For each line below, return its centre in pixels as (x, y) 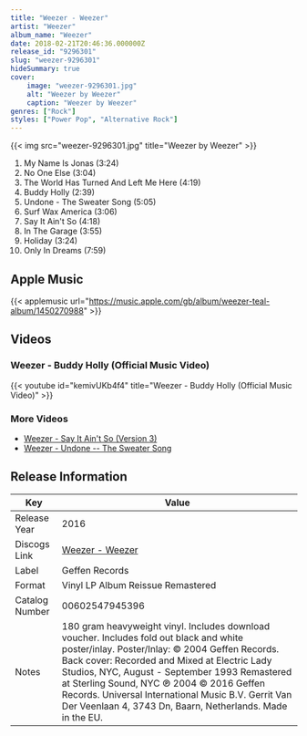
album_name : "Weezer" (51, 35)
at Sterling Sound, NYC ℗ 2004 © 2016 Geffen (163, 683)
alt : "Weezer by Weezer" (74, 94)
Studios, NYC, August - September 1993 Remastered (177, 671)
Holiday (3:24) (51, 241)
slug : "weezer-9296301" (56, 60)
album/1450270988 (47, 310)
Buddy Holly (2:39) (59, 192)
